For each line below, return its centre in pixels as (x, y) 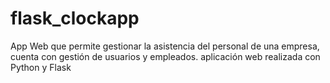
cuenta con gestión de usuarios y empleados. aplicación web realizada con (165, 56)
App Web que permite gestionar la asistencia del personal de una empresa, (165, 46)
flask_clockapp (75, 18)
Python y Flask (41, 67)
